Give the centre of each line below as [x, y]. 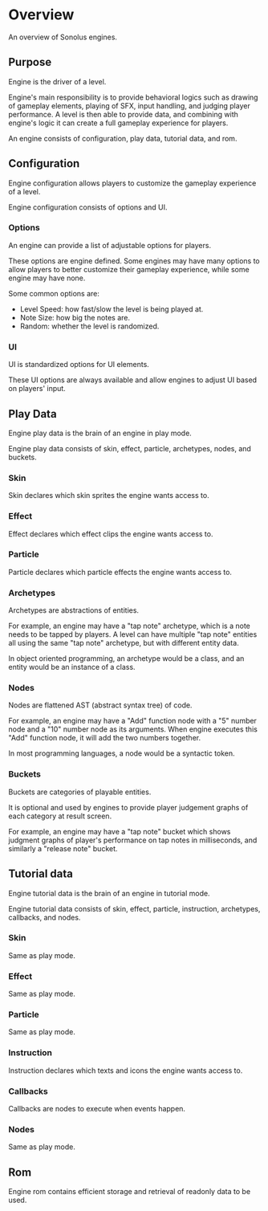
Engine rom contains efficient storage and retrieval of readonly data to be [130, 1192]
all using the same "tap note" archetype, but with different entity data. [124, 643]
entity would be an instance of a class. [72, 667]
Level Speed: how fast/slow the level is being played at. [112, 309]
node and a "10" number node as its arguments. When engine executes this [133, 729]
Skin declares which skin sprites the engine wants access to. [109, 495]
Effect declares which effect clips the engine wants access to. [111, 534]
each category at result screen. [60, 816]
